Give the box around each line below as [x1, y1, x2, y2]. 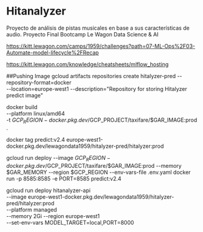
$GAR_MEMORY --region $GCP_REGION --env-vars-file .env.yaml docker [6, 168, 191, 176]
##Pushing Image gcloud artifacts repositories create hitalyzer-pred [6, 72, 176, 79]
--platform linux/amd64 [6, 110, 65, 117]
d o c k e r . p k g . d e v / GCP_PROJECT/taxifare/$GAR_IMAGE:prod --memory [6, 162, 182, 169]
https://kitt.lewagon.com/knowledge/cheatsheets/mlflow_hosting [6, 61, 169, 68]
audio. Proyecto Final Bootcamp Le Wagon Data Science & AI [6, 30, 159, 38]
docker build [6, 103, 38, 110]
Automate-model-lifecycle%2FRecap [6, 48, 99, 56]
